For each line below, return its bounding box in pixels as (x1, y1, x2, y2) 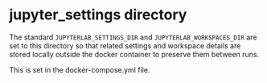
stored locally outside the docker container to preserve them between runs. (9, 49, 260, 59)
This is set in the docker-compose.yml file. (9, 64, 150, 74)
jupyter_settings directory (9, 6, 187, 24)
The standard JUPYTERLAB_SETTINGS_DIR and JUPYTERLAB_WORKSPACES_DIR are (9, 32, 257, 42)
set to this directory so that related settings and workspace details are (9, 40, 241, 50)
